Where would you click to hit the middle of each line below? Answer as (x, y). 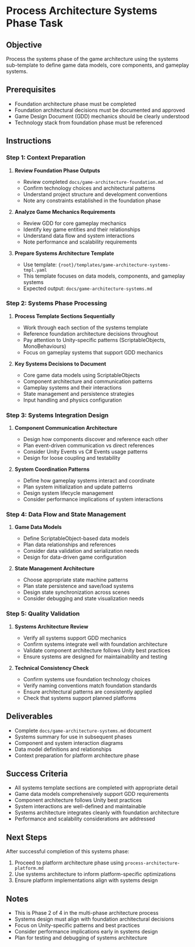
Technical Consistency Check (52, 668)
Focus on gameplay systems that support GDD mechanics (93, 352)
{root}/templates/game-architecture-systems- (114, 265)
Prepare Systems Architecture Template (64, 253)
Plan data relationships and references (69, 545)
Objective (24, 45)
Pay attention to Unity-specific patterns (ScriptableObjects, (95, 340)
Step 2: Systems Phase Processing (56, 303)
